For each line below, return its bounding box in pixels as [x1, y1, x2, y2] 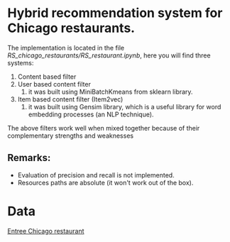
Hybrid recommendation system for [7, 5, 223, 21]
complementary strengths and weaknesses [7, 131, 133, 140]
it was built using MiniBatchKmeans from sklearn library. [28, 87, 193, 96]
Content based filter [17, 72, 77, 81]
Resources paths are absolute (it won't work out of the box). [17, 178, 194, 187]
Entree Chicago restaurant [7, 226, 84, 235]
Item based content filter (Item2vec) [17, 94, 124, 104]
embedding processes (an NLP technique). [28, 110, 154, 119]
